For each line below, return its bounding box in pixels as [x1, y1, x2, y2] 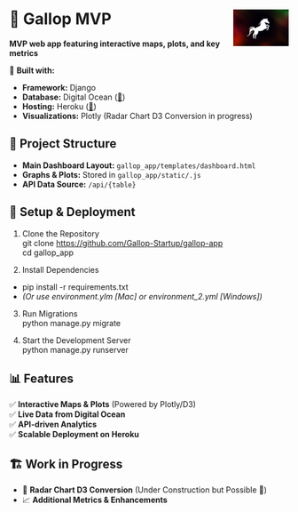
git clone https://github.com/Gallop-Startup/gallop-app [21, 237, 223, 248]
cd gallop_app [21, 247, 74, 258]
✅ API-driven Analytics [9, 419, 98, 430]
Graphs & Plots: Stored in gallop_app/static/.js [21, 169, 201, 180]
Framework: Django [21, 82, 96, 92]
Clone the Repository [21, 228, 100, 239]
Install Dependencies [21, 264, 99, 275]
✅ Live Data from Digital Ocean [9, 409, 126, 420]
